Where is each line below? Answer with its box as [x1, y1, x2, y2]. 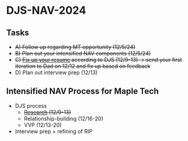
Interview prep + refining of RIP [14, 127, 93, 135]
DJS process [14, 102, 47, 109]
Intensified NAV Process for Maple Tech [6, 86, 159, 97]
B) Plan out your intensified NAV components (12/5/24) [14, 50, 151, 57]
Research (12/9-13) [23, 109, 71, 116]
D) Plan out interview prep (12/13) [14, 69, 98, 76]
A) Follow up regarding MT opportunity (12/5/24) [14, 43, 136, 50]
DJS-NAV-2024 [6, 4, 86, 17]
